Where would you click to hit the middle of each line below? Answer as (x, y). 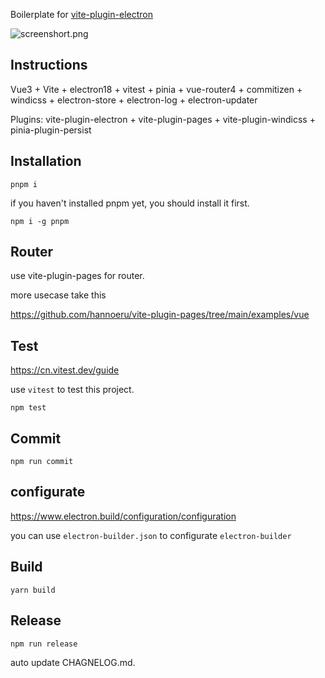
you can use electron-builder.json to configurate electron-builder (151, 535)
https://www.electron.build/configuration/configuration (123, 516)
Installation (46, 161)
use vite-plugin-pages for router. (77, 276)
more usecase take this (58, 295)
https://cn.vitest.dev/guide (65, 370)
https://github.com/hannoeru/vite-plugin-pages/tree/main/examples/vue (160, 315)
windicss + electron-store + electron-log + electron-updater (134, 100)
